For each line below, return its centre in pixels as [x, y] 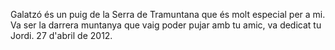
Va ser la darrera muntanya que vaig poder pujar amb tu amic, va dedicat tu [166, 25]
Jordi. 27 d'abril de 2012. [61, 35]
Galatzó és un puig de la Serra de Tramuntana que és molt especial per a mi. [168, 14]
